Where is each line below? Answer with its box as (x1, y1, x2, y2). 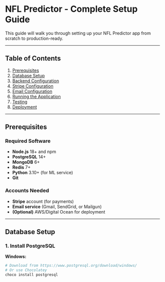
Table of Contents (5, 54, 61, 63)
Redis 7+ (12, 164, 31, 170)
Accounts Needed (5, 187, 49, 194)
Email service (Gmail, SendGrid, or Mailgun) (12, 203, 102, 210)
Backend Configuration (12, 78, 59, 84)
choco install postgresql (5, 272, 58, 278)
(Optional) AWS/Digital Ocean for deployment (12, 209, 106, 215)
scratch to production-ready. (5, 35, 64, 41)
